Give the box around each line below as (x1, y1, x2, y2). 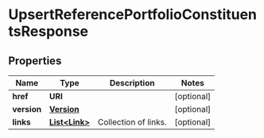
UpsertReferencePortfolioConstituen (8, 6, 257, 24)
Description (109, 78, 155, 88)
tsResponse (8, 22, 89, 40)
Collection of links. (97, 117, 167, 128)
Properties (8, 54, 62, 67)
